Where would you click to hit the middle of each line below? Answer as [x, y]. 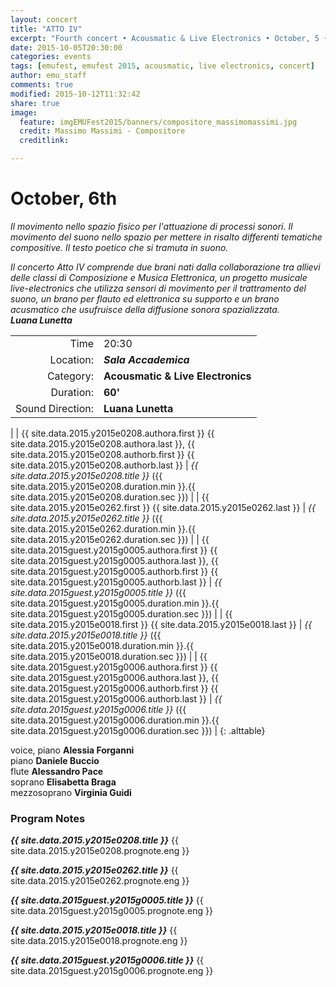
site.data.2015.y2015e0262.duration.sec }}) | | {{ [110, 539]
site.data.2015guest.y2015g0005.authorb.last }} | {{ [116, 582]
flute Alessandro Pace [57, 771]
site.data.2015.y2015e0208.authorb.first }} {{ [102, 454]
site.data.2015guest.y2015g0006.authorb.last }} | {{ [116, 698]
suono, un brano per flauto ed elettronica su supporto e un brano [145, 298]
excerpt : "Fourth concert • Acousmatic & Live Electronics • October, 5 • [169, 38]
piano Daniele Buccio [55, 760]
